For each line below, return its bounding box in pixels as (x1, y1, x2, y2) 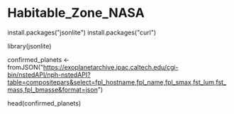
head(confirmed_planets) (7, 99, 82, 107)
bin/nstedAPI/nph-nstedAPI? (7, 70, 91, 79)
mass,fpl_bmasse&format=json (7, 85, 98, 94)
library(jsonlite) (7, 42, 52, 50)
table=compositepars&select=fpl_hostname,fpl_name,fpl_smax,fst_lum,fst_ (7, 77, 227, 86)
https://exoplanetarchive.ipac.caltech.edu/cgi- (43, 63, 179, 71)
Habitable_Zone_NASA (7, 5, 145, 21)
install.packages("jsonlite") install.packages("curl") (7, 28, 157, 37)
